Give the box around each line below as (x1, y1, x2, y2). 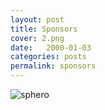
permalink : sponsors (10, 61, 97, 71)
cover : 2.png (10, 33, 65, 43)
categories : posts (10, 52, 87, 62)
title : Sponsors (10, 24, 78, 34)
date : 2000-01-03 (10, 42, 92, 53)
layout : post (10, 14, 65, 25)
